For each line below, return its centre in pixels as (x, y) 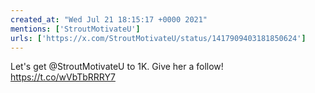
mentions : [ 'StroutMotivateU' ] (75, 29)
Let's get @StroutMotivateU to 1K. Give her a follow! (117, 67)
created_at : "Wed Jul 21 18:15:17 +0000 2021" (109, 19)
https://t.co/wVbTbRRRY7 (63, 77)
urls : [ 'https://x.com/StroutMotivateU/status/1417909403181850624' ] (158, 38)
